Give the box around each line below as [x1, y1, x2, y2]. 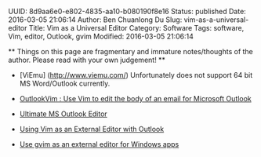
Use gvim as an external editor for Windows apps [19, 140, 179, 148]
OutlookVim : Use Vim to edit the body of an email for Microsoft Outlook [19, 94, 252, 103]
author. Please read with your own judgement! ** [8, 55, 166, 64]
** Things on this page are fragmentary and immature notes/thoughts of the [8, 47, 253, 56]
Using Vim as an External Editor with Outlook [19, 125, 165, 133]
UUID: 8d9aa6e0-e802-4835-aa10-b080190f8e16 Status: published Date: [8, 7, 247, 16]
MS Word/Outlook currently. [19, 78, 111, 88]
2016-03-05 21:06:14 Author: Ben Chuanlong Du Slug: [8, 15, 183, 24]
